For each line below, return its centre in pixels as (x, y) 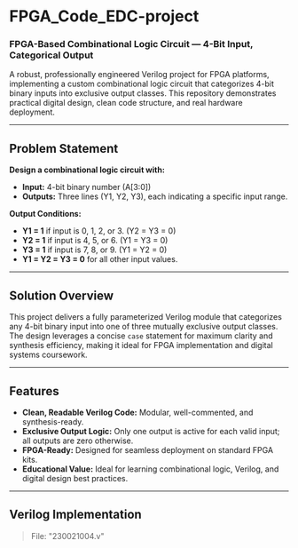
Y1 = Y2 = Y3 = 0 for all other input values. (100, 259)
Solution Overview (61, 295)
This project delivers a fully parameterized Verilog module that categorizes (145, 317)
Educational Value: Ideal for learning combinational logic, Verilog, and (150, 469)
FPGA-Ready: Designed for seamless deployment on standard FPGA (148, 449)
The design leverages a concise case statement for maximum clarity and (141, 336)
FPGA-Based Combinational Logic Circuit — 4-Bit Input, (131, 44)
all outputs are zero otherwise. (78, 441)
